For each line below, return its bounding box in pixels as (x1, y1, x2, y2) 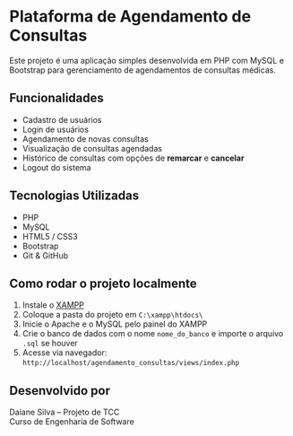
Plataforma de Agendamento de (9, 6, 252, 27)
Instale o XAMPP (22, 300, 85, 310)
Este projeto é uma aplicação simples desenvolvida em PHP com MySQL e (9, 55, 285, 65)
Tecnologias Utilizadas (9, 188, 140, 204)
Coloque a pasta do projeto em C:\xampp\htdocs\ (22, 310, 203, 320)
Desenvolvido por (9, 383, 110, 398)
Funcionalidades (9, 91, 105, 106)
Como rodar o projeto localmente (9, 275, 197, 291)
